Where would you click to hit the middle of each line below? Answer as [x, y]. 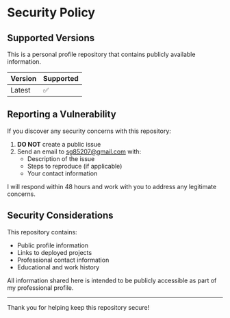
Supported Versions [51, 38]
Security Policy [51, 13]
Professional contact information [63, 260]
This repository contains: [42, 232]
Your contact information [62, 173]
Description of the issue [61, 158]
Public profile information [53, 245]
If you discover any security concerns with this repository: [89, 131]
